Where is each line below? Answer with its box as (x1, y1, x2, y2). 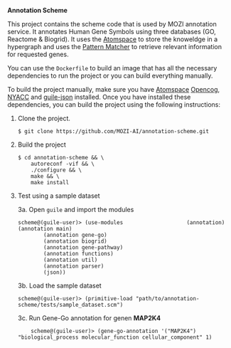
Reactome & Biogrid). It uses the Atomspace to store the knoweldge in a (7, 35, 218, 43)
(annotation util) (43, 256, 98, 263)
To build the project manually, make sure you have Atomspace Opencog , (7, 85, 220, 93)
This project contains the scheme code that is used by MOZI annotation (7, 20, 217, 28)
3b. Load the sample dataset (17, 281, 102, 290)
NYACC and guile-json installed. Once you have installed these (7, 93, 191, 101)
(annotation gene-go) (43, 231, 108, 238)
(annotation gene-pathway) (43, 244, 124, 251)
